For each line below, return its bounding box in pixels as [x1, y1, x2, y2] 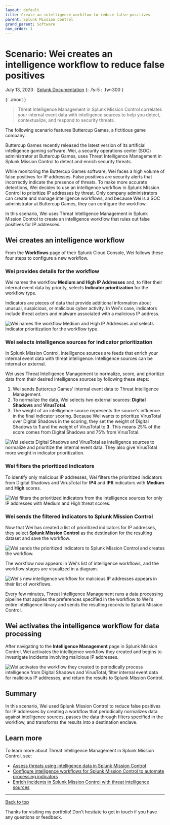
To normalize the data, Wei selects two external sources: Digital [12, 397, 146, 403]
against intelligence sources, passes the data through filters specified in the [5, 714, 163, 720]
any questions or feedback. [5, 814, 62, 820]
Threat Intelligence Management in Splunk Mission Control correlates [17, 106, 162, 112]
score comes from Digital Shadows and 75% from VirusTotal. [12, 429, 140, 435]
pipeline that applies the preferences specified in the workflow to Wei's [5, 596, 154, 602]
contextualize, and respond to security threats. [17, 117, 115, 124]
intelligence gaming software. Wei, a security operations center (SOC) [5, 148, 151, 154]
